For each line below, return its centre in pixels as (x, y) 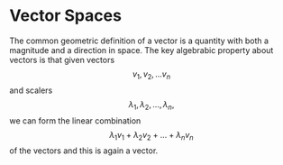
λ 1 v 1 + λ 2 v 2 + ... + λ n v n (151, 136)
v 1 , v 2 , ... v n (151, 75)
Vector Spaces (65, 16)
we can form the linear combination (75, 120)
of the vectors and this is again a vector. (84, 151)
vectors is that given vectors (62, 60)
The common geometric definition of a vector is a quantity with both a (139, 41)
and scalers (31, 90)
